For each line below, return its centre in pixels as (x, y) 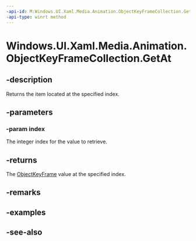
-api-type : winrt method (36, 17)
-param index (26, 129)
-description (29, 80)
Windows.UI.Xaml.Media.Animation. (97, 46)
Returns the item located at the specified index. (63, 94)
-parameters (29, 112)
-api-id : (17, 11)
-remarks (23, 193)
